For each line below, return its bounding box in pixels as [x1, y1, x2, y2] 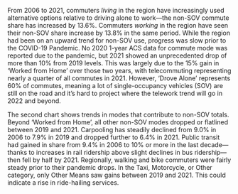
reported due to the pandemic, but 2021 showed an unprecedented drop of [7, 51, 227, 60]
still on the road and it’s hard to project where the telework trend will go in [7, 89, 222, 97]
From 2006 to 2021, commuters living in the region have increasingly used [7, 6, 225, 14]
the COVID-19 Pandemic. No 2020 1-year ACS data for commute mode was [7, 44, 228, 52]
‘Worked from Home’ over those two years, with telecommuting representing [7, 67, 232, 75]
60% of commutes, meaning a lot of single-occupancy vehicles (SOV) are [7, 82, 224, 90]
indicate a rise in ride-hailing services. [7, 178, 119, 187]
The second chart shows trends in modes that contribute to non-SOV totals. [7, 110, 229, 119]
